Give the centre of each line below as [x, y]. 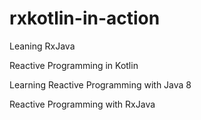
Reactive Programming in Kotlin [74, 65]
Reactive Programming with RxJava [82, 104]
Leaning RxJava [42, 46]
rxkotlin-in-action [85, 18]
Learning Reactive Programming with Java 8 [100, 84]
